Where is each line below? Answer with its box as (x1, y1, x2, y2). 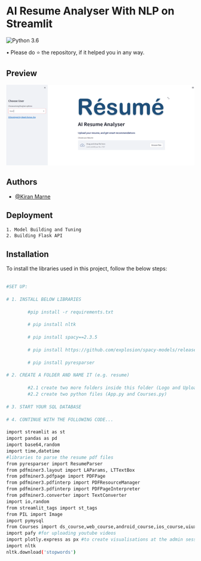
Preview (6, 68, 38, 79)
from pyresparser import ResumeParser (6, 460, 103, 467)
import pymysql (6, 517, 44, 524)
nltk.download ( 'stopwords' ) (6, 549, 77, 555)
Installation (6, 249, 49, 259)
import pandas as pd (6, 436, 58, 442)
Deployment (6, 210, 53, 221)
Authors (6, 177, 38, 187)
